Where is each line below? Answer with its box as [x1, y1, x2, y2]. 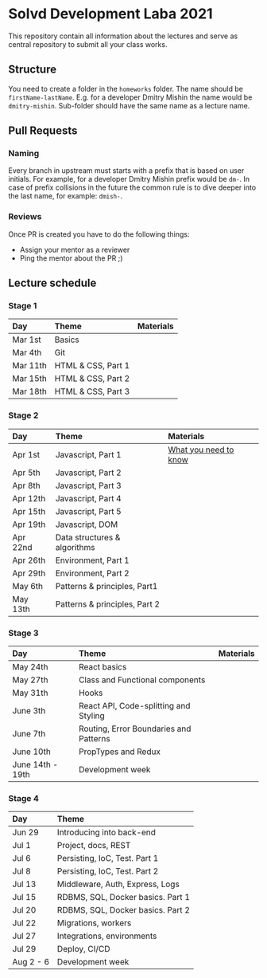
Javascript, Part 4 [55, 493, 122, 504]
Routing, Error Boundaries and [78, 723, 192, 734]
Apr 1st [12, 449, 41, 460]
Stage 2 [8, 410, 39, 421]
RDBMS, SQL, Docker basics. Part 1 [56, 892, 191, 903]
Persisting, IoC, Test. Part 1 [56, 853, 159, 864]
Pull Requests [8, 124, 78, 138]
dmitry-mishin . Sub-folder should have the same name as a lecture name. [8, 100, 250, 110]
